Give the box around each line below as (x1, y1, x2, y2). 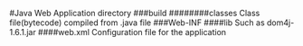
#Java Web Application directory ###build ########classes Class (9, 8, 260, 18)
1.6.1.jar (9, 27, 36, 37)
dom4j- (266, 17, 295, 28)
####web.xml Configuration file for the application (37, 27, 227, 37)
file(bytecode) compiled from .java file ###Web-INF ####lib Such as (9, 17, 265, 28)
